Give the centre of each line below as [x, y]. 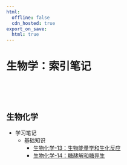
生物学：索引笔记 [49, 66]
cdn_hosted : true [34, 23]
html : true [25, 35]
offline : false [31, 18]
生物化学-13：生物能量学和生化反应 [77, 148]
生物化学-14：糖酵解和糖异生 [69, 155]
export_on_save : [27, 29]
